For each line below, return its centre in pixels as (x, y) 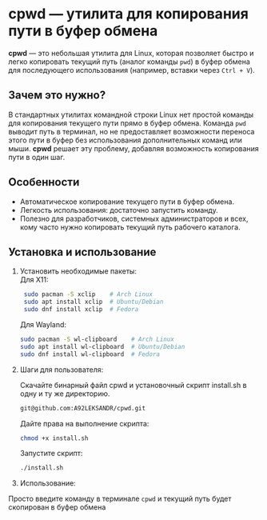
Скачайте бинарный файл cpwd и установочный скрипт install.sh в (133, 385)
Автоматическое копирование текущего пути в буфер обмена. (127, 202)
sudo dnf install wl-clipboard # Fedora (90, 354)
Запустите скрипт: (51, 454)
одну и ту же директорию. (65, 394)
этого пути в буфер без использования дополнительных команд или (125, 140)
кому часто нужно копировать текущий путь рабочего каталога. (130, 227)
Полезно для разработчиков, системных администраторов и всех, (134, 218)
